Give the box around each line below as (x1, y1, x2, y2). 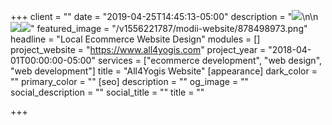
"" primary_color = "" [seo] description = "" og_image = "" (10, 76, 250, 87)
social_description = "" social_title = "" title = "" (10, 86, 205, 98)
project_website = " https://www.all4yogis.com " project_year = (10, 44, 267, 55)
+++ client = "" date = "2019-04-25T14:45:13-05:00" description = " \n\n (10, 11, 319, 22)
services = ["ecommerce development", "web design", (97, 55, 323, 66)
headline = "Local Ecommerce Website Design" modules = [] (10, 33, 261, 45)
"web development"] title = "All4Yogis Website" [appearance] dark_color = (10, 65, 318, 77)
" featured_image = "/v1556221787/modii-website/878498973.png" (30, 23, 308, 34)
